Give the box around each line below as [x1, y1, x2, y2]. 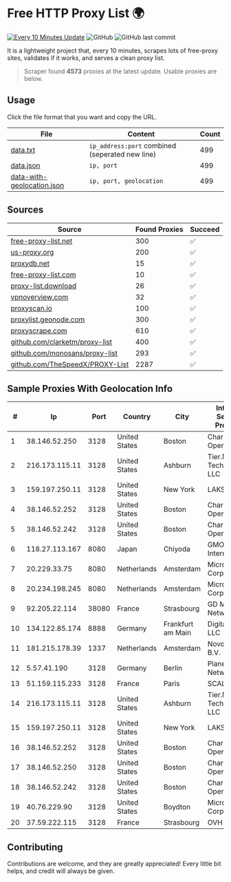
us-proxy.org [10, 247, 54, 257]
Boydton [163, 802, 191, 812]
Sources [7, 204, 44, 216]
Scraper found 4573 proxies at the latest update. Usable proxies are [23, 67, 217, 75]
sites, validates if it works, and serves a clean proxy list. [7, 53, 165, 62]
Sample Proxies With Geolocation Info [7, 382, 173, 394]
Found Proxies [135, 224, 184, 234]
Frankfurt [163, 619, 194, 629]
